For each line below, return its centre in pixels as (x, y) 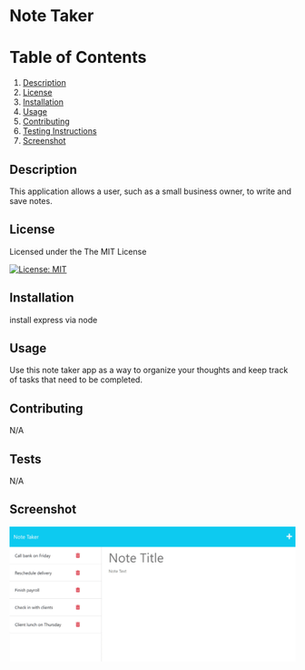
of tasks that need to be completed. (76, 380)
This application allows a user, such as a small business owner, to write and (151, 191)
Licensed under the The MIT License (78, 251)
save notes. (31, 200)
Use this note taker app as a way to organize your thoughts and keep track (149, 371)
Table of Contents (78, 58)
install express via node (54, 320)
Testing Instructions (59, 131)
